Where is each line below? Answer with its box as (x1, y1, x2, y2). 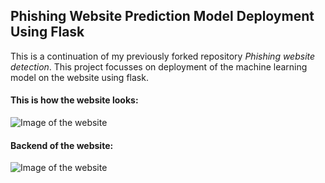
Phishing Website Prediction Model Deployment (10, 8, 315, 25)
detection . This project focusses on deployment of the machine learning (10, 60, 308, 73)
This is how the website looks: (10, 94, 139, 106)
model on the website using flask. (10, 71, 149, 83)
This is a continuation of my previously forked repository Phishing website (10, 50, 316, 62)
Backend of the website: (10, 139, 114, 151)
